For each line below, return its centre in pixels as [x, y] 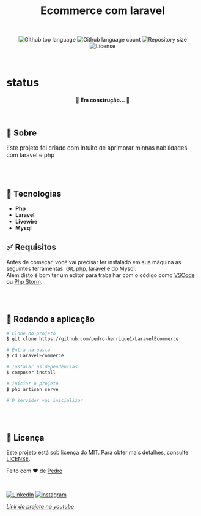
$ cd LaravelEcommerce [35, 356]
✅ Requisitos [31, 247]
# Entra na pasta [28, 350]
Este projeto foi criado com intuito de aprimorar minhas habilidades [97, 148]
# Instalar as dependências [42, 367]
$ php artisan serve [33, 389]
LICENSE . [18, 459]
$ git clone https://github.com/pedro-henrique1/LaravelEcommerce [93, 339]
